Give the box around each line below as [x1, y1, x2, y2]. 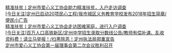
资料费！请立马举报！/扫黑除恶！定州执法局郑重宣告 [5, 36, 115, 42]
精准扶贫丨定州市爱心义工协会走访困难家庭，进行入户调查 [5, 23, 126, 29]
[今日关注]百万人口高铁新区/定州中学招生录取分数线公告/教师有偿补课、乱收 [5, 30, 165, 35]
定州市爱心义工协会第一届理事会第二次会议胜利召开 [5, 42, 113, 48]
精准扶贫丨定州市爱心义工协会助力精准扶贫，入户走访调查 [5, 5, 126, 10]
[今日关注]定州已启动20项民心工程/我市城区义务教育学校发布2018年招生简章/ [5, 11, 167, 17]
